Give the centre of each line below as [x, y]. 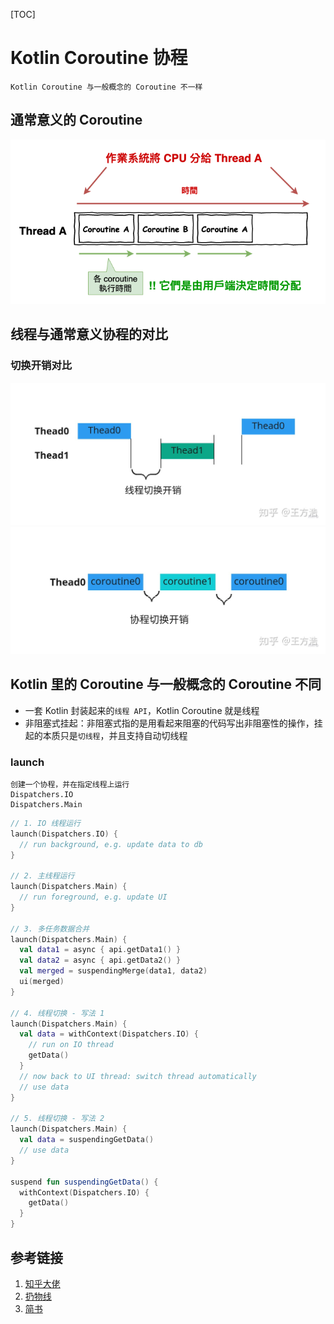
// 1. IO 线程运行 [45, 823]
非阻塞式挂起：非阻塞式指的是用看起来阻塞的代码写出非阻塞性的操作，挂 [173, 723]
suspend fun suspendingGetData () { [84, 1182]
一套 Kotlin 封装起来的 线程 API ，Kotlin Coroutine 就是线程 [142, 710]
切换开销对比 [41, 366]
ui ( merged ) [42, 982]
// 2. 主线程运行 [42, 876]
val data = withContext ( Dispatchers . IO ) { [109, 1034]
